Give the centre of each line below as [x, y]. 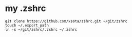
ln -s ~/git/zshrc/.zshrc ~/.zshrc [41, 29]
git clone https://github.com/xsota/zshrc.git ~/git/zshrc [66, 21]
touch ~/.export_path [27, 25]
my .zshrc [26, 8]
